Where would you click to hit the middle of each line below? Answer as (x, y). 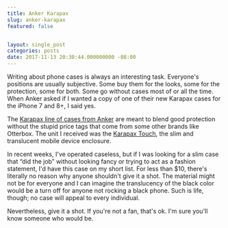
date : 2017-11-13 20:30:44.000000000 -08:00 (72, 58)
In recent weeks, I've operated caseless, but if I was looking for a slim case (113, 154)
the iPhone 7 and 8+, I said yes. (51, 106)
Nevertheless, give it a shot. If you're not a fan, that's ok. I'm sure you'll (107, 211)
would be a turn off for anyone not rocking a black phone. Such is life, (105, 190)
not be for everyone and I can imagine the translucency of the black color (111, 183)
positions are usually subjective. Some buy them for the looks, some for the (114, 84)
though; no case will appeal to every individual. (74, 198)
